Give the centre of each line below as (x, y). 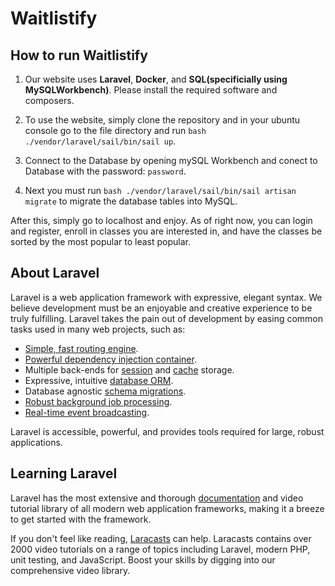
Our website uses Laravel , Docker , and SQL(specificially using (156, 79)
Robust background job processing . (98, 401)
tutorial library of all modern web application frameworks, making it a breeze (167, 508)
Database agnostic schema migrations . (105, 391)
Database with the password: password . (105, 171)
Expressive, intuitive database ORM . (99, 380)
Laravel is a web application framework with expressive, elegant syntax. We (166, 297)
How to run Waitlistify (79, 55)
